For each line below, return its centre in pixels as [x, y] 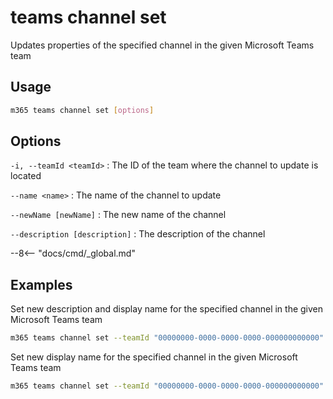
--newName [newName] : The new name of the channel [118, 215]
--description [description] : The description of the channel [138, 234]
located [26, 176]
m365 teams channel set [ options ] [82, 110]
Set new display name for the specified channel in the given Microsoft [154, 357]
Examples [41, 284]
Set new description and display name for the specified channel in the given [167, 309]
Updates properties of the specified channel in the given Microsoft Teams [162, 45]
